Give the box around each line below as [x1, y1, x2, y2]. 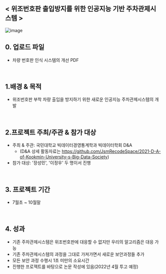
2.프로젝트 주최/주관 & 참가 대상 [5, 128, 96, 137]
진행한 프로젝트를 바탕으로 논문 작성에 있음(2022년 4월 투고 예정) [12, 264, 138, 270]
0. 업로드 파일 [5, 43, 44, 51]
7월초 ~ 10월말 [12, 199, 41, 205]
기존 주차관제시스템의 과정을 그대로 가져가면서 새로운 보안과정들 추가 [12, 251, 145, 257]
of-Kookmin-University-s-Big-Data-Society [19, 154, 108, 160]
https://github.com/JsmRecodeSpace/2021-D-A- [61, 148, 161, 154]
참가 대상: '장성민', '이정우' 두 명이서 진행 [12, 160, 91, 166]
